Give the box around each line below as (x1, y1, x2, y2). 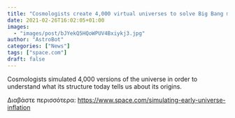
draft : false (7, 56, 45, 63)
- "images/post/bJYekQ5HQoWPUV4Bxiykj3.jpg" (13, 29, 145, 37)
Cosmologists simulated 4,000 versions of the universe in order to (7, 75, 198, 83)
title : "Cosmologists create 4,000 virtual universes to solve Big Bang (7, 10, 224, 17)
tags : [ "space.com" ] (7, 50, 68, 57)
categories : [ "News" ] (7, 43, 71, 50)
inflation (7, 103, 31, 112)
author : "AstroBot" (7, 36, 64, 43)
